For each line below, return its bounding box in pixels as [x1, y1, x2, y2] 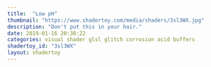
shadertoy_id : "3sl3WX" [7, 43, 77, 50]
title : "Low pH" [7, 10, 58, 17]
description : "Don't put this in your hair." [7, 23, 142, 30]
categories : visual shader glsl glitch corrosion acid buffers [7, 36, 196, 43]
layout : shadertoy [7, 50, 61, 57]
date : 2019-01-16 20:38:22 [7, 29, 86, 37]
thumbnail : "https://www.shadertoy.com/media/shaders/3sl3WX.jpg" [7, 17, 205, 24]
